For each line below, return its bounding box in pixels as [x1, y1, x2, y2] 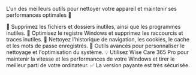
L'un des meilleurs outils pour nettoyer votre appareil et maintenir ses [6, 5, 177, 12]
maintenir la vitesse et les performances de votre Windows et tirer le [6, 55, 175, 62]
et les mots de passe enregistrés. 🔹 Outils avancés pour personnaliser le [6, 42, 185, 49]
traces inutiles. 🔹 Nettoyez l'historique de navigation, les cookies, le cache [6, 36, 190, 43]
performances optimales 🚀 [6, 11, 72, 19]
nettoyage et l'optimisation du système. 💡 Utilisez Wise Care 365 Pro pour [6, 49, 189, 56]
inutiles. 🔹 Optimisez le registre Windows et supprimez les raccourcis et [6, 29, 183, 37]
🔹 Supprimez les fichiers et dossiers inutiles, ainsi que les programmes [6, 23, 181, 30]
